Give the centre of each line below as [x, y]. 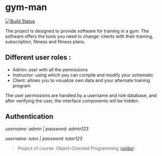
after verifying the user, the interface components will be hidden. [72, 101]
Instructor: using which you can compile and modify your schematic [83, 75]
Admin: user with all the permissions [50, 69]
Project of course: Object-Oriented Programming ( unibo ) [76, 148]
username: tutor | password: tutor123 [44, 138]
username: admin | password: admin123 [47, 129]
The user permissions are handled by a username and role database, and [81, 95]
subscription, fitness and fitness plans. [45, 41]
